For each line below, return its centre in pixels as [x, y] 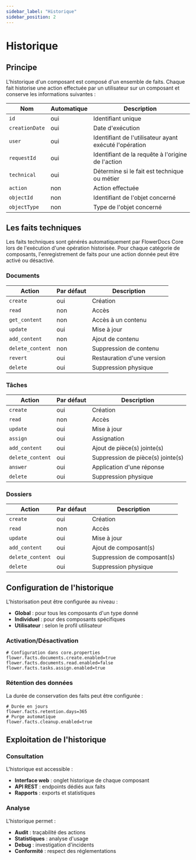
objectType [24, 207]
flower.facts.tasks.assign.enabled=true [56, 668]
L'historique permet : [31, 821]
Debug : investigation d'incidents [54, 845]
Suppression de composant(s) [133, 557]
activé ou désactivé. [30, 261]
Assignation [108, 438]
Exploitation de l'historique [56, 740]
